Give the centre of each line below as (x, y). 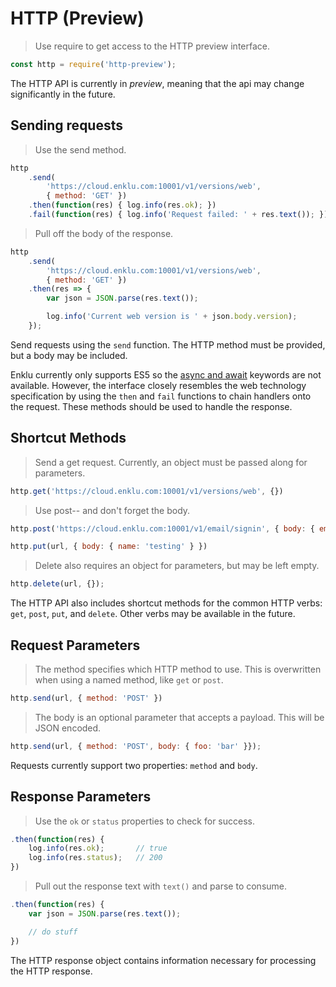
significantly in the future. (63, 94)
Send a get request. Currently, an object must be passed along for (171, 462)
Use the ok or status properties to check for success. (144, 821)
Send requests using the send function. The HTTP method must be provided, (168, 344)
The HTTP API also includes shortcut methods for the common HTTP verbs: (166, 603)
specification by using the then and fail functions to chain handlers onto (161, 396)
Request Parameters (75, 645)
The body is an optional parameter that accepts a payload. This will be (179, 717)
